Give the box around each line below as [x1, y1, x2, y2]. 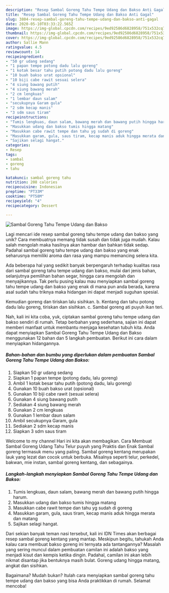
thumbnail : [6, 31, 29, 36]
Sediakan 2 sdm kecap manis [13, 423, 74, 429]
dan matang [13, 516, 38, 522]
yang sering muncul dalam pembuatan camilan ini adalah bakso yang [6, 547, 148, 553]
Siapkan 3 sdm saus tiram [13, 428, 67, 434]
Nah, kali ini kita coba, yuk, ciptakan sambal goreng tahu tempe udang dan [6, 313, 160, 319]
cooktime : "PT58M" [6, 194, 44, 199]
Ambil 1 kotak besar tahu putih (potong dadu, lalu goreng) [13, 380, 132, 387]
